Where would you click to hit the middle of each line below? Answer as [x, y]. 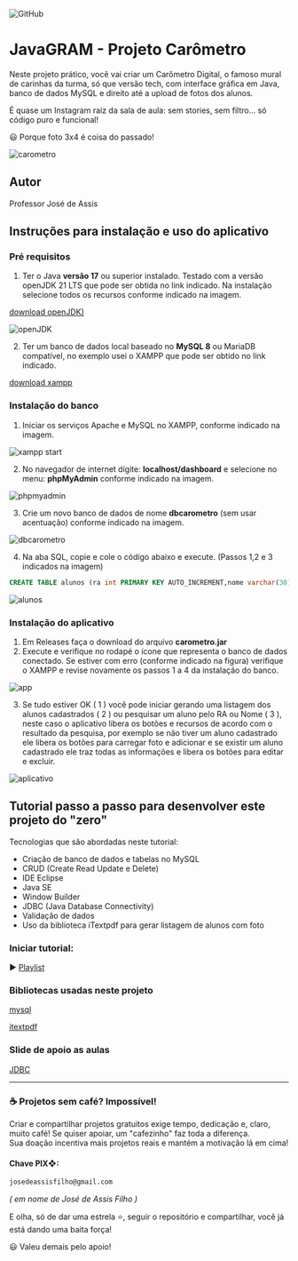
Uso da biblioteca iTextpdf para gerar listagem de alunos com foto [143, 925]
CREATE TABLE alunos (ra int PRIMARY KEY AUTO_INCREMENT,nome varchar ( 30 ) [150, 582]
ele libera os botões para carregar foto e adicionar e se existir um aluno [153, 742]
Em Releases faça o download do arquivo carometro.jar [125, 642]
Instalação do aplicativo [62, 622]
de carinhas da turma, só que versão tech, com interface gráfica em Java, [145, 84]
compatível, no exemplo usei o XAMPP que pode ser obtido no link [144, 356]
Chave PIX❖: [34, 1163]
